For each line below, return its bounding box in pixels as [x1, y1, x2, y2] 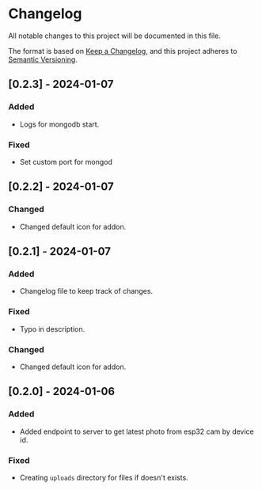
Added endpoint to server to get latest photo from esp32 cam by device [19, 427, 255, 436]
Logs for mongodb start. [19, 120, 100, 129]
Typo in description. [19, 324, 85, 333]
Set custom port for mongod [19, 157, 112, 166]
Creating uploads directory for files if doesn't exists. [19, 473, 188, 482]
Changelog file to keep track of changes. [19, 287, 153, 296]
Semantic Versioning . [8, 55, 78, 64]
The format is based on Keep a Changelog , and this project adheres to [8, 46, 237, 55]
